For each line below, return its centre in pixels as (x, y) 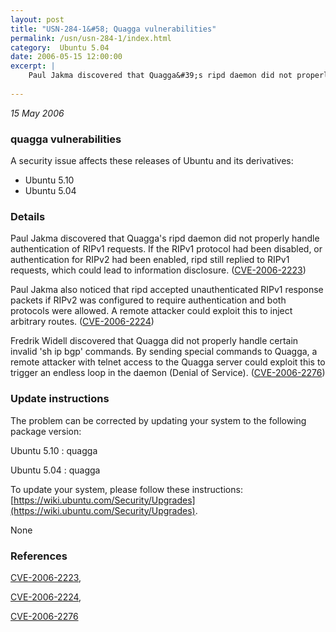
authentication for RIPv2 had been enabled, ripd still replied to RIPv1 (150, 260)
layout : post (37, 19)
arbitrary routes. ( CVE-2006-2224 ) (82, 322)
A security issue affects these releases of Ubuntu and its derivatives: (152, 161)
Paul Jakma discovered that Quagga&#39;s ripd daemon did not (160, 76)
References (39, 556)
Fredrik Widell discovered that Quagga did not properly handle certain (154, 341)
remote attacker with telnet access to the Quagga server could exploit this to (168, 362)
